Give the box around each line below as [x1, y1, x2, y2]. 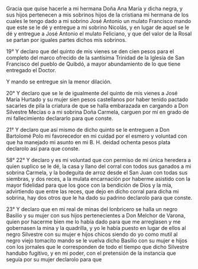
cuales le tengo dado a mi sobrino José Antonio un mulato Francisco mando [6, 18, 191, 24]
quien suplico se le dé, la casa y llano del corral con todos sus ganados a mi [6, 163, 191, 170]
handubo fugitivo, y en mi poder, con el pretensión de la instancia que [6, 249, 176, 257]
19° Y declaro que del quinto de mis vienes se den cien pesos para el [6, 48, 174, 55]
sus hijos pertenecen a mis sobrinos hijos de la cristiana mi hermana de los [6, 11, 189, 18]
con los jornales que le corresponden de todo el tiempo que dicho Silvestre [6, 244, 189, 250]
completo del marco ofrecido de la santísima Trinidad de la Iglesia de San [6, 54, 185, 61]
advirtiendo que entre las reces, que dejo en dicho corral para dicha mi [6, 188, 179, 195]
